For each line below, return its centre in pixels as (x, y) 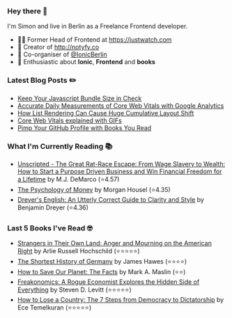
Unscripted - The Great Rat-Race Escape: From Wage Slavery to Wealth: (121, 164)
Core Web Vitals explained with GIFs (69, 120)
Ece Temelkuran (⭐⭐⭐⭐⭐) (54, 308)
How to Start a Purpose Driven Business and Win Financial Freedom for (119, 171)
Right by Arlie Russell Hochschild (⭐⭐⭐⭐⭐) (79, 251)
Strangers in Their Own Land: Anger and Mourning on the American (115, 244)
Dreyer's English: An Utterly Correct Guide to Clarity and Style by (110, 199)
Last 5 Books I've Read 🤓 (50, 228)
